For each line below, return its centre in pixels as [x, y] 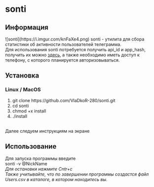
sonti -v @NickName [26, 163]
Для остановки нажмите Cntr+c [39, 169]
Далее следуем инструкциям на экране [47, 131]
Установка [22, 76]
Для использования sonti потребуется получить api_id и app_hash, [76, 50]
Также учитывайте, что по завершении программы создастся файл [77, 174]
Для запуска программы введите [40, 158]
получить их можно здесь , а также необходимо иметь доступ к [72, 55]
